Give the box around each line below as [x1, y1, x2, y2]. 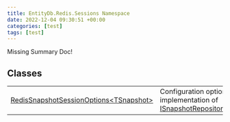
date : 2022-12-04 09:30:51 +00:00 [7, 16, 106, 23]
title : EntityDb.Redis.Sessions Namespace [7, 10, 130, 17]
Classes [7, 67, 42, 79]
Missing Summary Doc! [7, 48, 73, 56]
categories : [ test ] [7, 22, 63, 29]
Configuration [159, 87, 205, 96]
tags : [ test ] [7, 29, 44, 36]
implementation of [159, 95, 219, 105]
